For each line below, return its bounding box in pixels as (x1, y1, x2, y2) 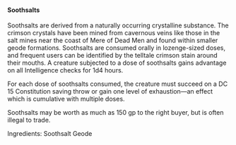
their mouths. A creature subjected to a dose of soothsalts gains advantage (7, 58, 227, 67)
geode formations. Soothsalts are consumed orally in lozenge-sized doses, (7, 44, 226, 52)
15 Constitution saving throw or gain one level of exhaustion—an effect (7, 87, 213, 96)
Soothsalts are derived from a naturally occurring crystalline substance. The (7, 21, 230, 30)
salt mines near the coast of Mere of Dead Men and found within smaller (7, 36, 218, 45)
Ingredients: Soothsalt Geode (7, 130, 93, 138)
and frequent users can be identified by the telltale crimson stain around (7, 51, 218, 60)
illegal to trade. (7, 116, 51, 125)
